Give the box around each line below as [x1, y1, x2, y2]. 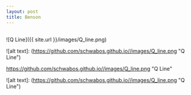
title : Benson [6, 14, 42, 20]
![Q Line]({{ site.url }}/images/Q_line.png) [6, 36, 107, 43]
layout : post [6, 8, 39, 15]
